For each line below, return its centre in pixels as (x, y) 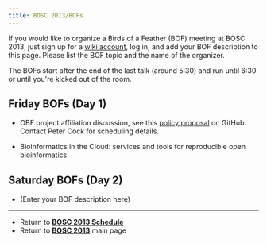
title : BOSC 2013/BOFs (46, 15)
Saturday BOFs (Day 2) (66, 180)
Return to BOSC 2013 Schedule (72, 222)
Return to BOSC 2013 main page (73, 230)
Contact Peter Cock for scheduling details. (89, 131)
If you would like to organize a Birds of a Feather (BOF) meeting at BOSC (127, 38)
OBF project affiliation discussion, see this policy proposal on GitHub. (133, 123)
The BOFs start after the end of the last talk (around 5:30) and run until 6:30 (132, 70)
